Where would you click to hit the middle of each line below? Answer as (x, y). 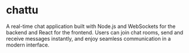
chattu (22, 10)
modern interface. (28, 45)
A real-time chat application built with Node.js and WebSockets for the (91, 26)
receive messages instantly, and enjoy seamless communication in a (89, 38)
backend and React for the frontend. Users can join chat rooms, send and (94, 32)
